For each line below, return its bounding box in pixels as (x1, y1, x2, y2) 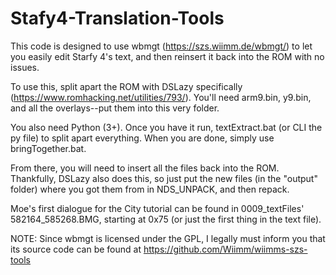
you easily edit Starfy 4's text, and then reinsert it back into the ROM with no (10, 50, 325, 62)
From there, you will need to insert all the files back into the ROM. (10, 162, 280, 174)
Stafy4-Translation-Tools (10, 7, 225, 30)
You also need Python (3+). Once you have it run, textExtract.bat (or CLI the (10, 121, 323, 133)
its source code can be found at (10, 243, 142, 255)
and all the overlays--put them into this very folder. (10, 102, 220, 114)
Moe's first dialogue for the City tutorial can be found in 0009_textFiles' (10, 202, 305, 214)
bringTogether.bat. (10, 142, 87, 154)
